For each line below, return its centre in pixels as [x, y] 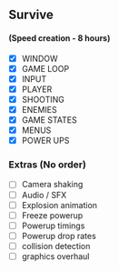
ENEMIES [39, 109]
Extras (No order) [48, 165]
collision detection [56, 246]
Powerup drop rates [59, 236]
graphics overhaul [55, 256]
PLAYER [37, 89]
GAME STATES [50, 120]
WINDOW [40, 58]
